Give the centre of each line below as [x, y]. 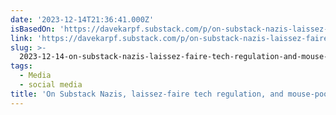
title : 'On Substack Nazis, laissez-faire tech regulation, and [147, 94]
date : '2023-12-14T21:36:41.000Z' [82, 19]
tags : [21, 66]
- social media [51, 85]
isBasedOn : [33, 29]
